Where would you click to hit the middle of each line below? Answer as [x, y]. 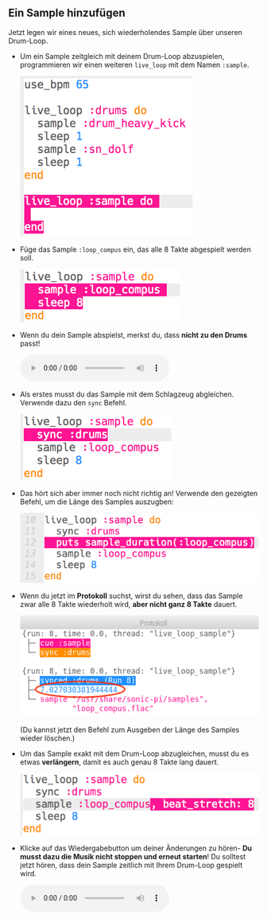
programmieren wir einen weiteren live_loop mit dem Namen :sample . [134, 65]
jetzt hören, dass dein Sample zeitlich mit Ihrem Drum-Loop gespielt [131, 865]
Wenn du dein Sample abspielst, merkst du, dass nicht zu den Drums [133, 334]
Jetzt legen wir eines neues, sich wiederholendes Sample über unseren [125, 32]
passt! [30, 343]
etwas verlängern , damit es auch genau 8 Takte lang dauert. [119, 762]
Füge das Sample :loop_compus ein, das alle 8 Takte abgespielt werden [135, 249]
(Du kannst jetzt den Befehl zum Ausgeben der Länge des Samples [130, 730]
